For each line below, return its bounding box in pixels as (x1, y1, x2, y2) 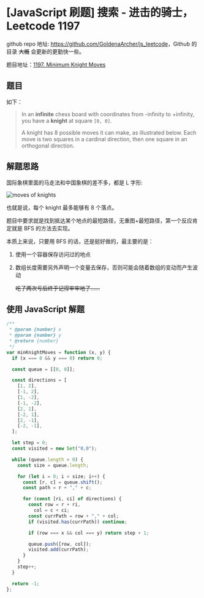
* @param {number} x (9, 326, 62, 332)
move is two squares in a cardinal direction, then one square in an (21, 135, 188, 143)
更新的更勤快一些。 (36, 47, 85, 55)
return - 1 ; (12, 580, 40, 587)
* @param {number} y (9, 332, 62, 339)
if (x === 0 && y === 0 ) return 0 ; (12, 355, 103, 361)
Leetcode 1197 (6, 19, 80, 33)
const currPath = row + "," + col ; (28, 513, 119, 519)
